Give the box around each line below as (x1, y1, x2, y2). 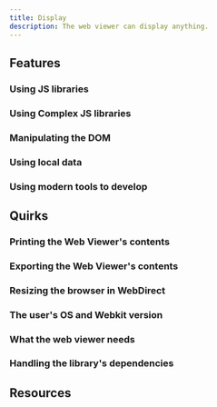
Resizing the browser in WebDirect (9, 283, 166, 296)
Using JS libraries (9, 83, 89, 95)
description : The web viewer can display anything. (9, 22, 209, 31)
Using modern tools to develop (9, 180, 148, 193)
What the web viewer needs (9, 333, 135, 345)
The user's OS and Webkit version (9, 308, 163, 321)
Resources (9, 385, 72, 401)
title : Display (9, 13, 67, 23)
